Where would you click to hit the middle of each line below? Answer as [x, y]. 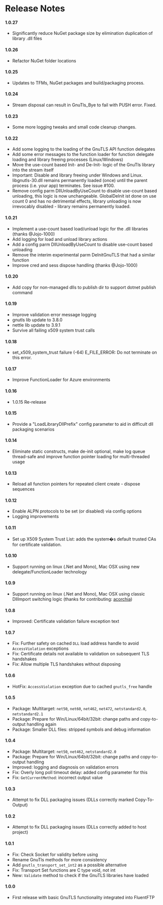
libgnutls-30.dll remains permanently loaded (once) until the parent [80, 181]
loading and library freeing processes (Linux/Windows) [68, 159]
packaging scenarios [33, 429]
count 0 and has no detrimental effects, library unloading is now [77, 201]
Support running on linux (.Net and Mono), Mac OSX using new [76, 567]
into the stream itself [33, 170]
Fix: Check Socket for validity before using [55, 854]
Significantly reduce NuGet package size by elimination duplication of [82, 33]
